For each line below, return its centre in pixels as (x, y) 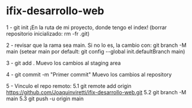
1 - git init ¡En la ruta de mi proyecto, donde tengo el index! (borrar (87, 27)
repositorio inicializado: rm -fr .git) (48, 33)
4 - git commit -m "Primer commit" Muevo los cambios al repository (89, 74)
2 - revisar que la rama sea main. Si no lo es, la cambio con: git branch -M (96, 45)
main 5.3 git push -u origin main (45, 99)
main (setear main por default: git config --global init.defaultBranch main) (96, 51)
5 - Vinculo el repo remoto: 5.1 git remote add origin (69, 86)
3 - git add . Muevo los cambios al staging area (64, 63)
